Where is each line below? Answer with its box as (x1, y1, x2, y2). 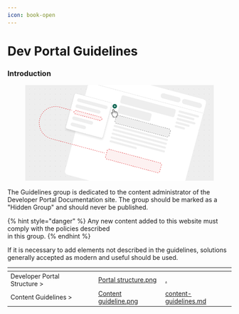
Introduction (7, 68, 51, 78)
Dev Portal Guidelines (7, 43, 139, 59)
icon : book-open (7, 11, 55, 19)
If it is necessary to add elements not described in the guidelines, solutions (7, 246, 227, 254)
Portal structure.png (98, 276, 157, 284)
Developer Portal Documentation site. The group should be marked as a (7, 195, 218, 204)
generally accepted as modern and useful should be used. (7, 253, 179, 261)
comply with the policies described (7, 224, 110, 233)
